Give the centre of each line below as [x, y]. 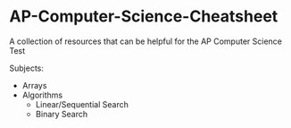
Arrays [34, 85]
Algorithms [42, 95]
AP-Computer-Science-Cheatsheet [144, 17]
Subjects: [27, 68]
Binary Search [62, 114]
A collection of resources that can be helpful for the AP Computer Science [146, 41]
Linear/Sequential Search [82, 104]
